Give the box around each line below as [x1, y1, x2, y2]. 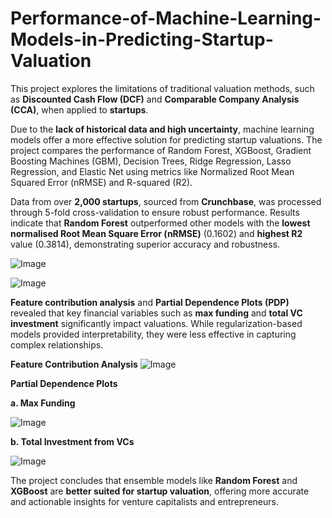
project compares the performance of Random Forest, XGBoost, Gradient [10, 144, 312, 156]
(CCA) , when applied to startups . [10, 103, 149, 116]
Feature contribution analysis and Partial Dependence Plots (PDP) [10, 296, 290, 308]
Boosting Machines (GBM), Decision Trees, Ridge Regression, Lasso [10, 155, 292, 167]
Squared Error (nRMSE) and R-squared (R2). [10, 176, 193, 188]
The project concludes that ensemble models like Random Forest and [10, 474, 298, 486]
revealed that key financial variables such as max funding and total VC [10, 307, 303, 319]
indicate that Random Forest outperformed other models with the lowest [10, 217, 311, 229]
